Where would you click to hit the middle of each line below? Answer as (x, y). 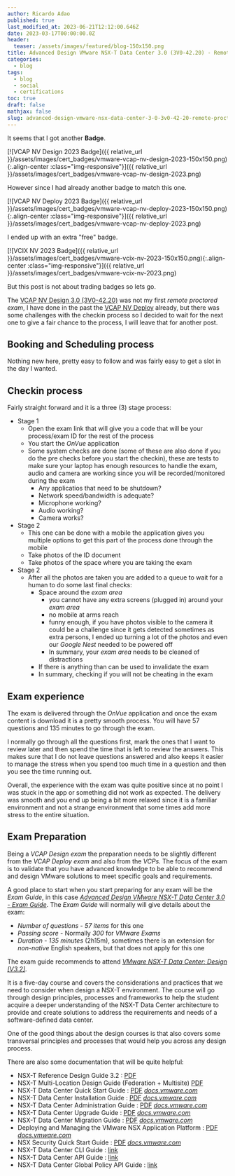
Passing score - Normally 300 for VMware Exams (89, 933)
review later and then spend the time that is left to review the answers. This (115, 749)
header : (19, 40)
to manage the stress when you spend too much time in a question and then (117, 764)
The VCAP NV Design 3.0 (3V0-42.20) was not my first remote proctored (113, 300)
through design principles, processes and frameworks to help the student (113, 997)
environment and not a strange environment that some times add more (109, 807)
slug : (15, 118)
